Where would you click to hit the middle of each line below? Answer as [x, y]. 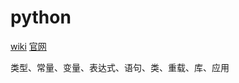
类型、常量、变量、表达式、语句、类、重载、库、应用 [120, 67]
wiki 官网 [28, 46]
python [41, 17]
